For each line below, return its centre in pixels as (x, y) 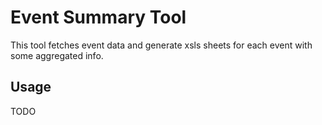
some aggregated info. (57, 55)
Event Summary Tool (98, 17)
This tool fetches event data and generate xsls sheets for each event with (161, 45)
